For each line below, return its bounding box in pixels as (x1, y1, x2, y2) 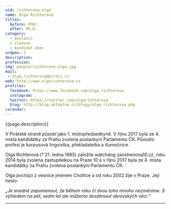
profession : (5, 60, 31, 65)
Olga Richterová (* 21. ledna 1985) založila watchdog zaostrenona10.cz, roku (5, 151, 165, 158)
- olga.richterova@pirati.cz (7, 74, 70, 79)
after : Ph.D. (10, 27, 38, 32)
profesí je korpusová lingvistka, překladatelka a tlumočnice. (5, 142, 130, 148)
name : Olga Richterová (5, 12, 53, 17)
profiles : (5, 83, 26, 88)
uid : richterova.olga (5, 7, 51, 13)
